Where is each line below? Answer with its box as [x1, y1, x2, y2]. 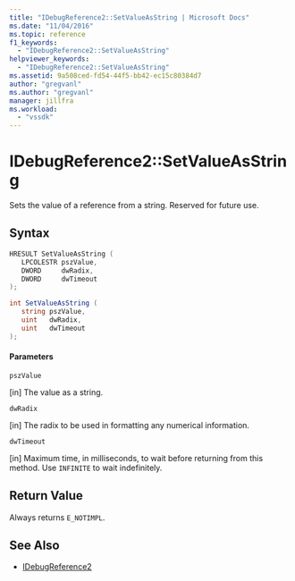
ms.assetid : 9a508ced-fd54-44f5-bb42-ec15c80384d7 [9, 72, 202, 80]
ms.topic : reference [9, 29, 87, 38]
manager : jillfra [9, 96, 74, 105]
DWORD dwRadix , [21, 265, 94, 275]
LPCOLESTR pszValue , [21, 257, 98, 266]
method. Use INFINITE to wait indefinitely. [9, 462, 163, 473]
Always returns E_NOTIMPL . [9, 511, 105, 523]
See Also [9, 538, 60, 553]
